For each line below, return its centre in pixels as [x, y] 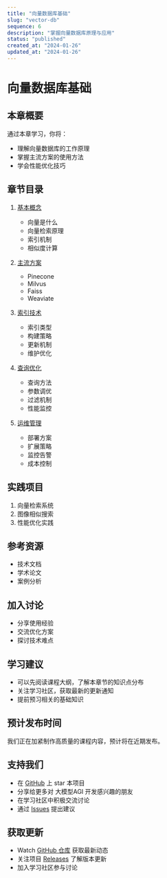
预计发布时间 [34, 723]
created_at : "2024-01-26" [44, 46]
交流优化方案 [35, 632]
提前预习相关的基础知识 [50, 699]
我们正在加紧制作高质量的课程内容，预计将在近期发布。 [85, 741]
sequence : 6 [24, 26]
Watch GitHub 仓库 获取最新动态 [63, 850]
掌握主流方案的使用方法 [50, 157]
